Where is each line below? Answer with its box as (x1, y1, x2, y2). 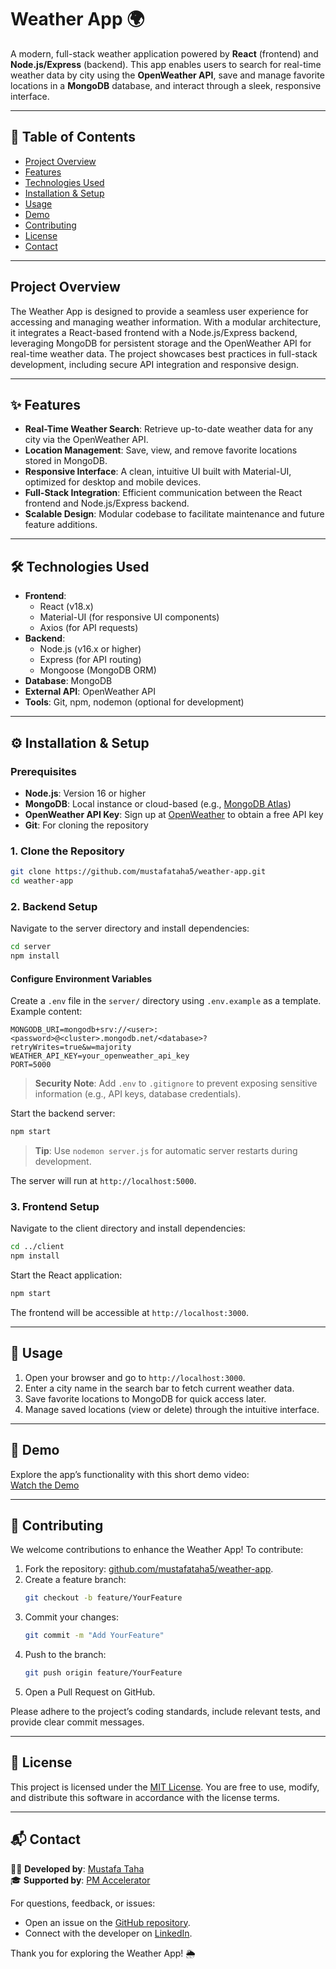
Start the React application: (10, 1269, 123, 1281)
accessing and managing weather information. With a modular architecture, (10, 316, 322, 328)
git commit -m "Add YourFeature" (24, 1631, 165, 1641)
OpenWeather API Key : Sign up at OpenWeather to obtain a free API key (24, 808, 324, 820)
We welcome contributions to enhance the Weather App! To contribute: (10, 1544, 304, 1556)
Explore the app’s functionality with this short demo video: (10, 1468, 250, 1480)
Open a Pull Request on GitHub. (24, 1686, 156, 1698)
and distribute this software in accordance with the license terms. (10, 1791, 280, 1803)
